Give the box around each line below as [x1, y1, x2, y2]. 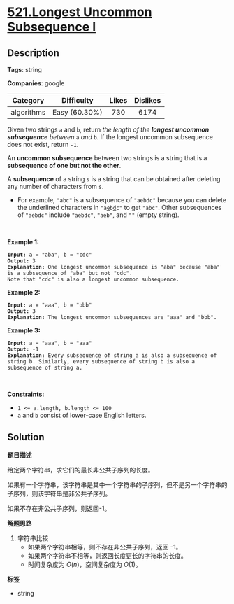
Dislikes [133, 96, 161, 105]
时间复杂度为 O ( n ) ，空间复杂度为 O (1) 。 [27, 560, 142, 568]
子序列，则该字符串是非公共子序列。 [7, 489, 112, 498]
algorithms [10, 108, 46, 117]
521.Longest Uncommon [7, 4, 152, 20]
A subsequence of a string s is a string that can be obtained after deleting [7, 175, 221, 183]
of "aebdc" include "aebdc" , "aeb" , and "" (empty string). [17, 211, 180, 219]
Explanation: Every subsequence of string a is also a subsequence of [7, 352, 217, 359]
